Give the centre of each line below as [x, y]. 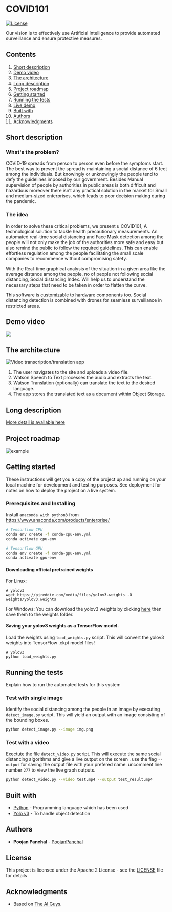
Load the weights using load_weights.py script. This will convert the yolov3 [85, 637]
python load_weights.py [31, 657]
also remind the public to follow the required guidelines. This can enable [82, 248]
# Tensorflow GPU [24, 548]
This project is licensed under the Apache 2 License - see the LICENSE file [84, 870]
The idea [17, 215]
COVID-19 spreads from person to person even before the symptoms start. [84, 163]
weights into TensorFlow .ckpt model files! [50, 643]
